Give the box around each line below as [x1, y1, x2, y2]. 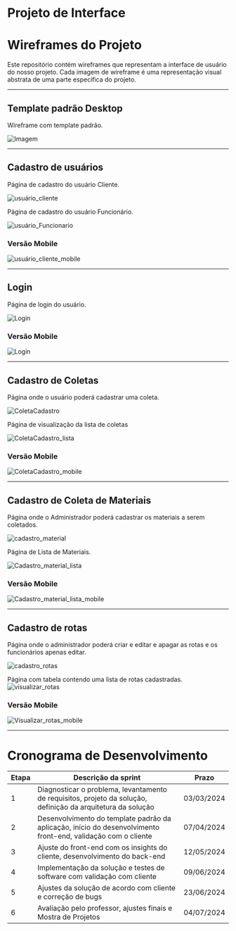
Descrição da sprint [73, 773, 141, 783]
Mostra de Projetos [37, 912, 100, 922]
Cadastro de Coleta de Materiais [7, 494, 152, 506]
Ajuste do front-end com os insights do [37, 842, 168, 852]
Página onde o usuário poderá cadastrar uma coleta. [7, 392, 159, 402]
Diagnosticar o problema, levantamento [37, 785, 167, 795]
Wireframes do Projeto [7, 37, 142, 53]
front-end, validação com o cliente [37, 831, 152, 841]
